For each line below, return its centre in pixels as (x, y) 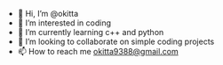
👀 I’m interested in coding (64, 23)
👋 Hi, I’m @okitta (48, 14)
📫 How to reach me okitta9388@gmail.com (98, 51)
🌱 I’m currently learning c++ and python (91, 32)
